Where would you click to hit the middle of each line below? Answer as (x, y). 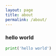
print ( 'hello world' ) (29, 48)
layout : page (19, 10)
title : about (19, 15)
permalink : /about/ (26, 20)
